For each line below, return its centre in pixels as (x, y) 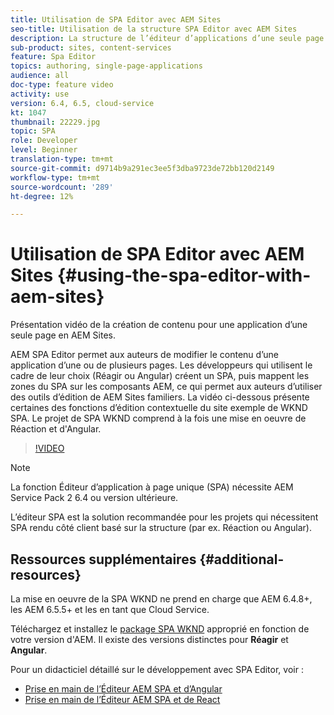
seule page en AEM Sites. (63, 335)
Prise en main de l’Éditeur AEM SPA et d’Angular (123, 689)
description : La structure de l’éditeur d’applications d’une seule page (167, 38)
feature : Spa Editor (53, 57)
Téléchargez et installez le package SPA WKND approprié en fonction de (160, 629)
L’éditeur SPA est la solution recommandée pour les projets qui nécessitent (164, 517)
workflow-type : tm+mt (55, 177)
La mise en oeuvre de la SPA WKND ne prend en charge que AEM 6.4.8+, (161, 599)
